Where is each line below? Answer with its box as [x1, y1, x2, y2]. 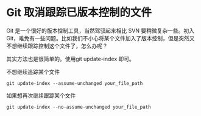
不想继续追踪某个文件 [6, 68, 60, 75]
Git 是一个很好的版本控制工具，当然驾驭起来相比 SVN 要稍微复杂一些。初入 [6, 27, 195, 34]
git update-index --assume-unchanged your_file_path [6, 80, 143, 86]
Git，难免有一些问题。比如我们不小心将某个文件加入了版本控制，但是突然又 [6, 34, 195, 42]
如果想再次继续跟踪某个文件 [6, 92, 76, 99]
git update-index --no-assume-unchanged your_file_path [6, 104, 151, 110]
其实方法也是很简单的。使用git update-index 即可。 [6, 55, 135, 62]
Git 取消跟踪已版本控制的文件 [6, 5, 152, 20]
